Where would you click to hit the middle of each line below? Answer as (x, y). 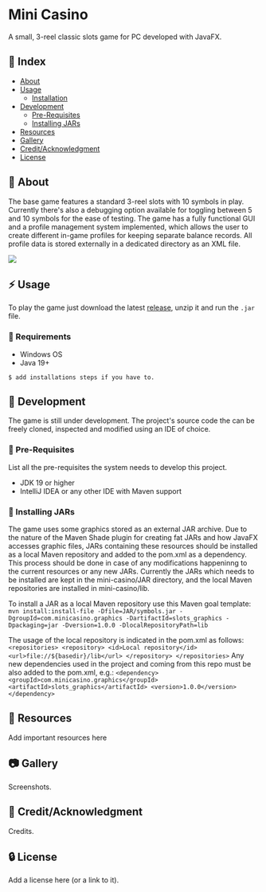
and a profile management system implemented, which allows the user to (128, 227)
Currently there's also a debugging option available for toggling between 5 (130, 209)
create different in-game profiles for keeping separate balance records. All (130, 235)
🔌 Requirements (40, 337)
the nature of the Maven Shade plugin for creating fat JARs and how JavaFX (133, 538)
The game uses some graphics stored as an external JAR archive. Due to (128, 529)
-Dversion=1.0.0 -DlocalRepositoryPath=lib (135, 626)
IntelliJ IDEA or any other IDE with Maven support (100, 491)
